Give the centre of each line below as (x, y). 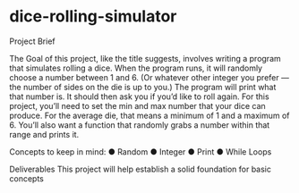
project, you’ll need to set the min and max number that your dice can (137, 105)
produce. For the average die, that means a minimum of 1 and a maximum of (149, 115)
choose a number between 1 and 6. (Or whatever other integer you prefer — (149, 77)
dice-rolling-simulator (93, 17)
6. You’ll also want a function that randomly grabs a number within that (140, 125)
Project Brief (32, 41)
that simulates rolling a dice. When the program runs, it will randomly (136, 68)
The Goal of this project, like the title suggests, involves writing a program (145, 58)
